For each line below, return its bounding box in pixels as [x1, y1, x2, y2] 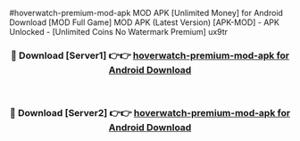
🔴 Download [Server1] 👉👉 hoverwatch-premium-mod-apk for [10, 49, 290, 62]
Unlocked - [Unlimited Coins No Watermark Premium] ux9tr [9, 27, 229, 37]
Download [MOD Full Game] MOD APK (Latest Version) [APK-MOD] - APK [9, 17, 279, 28]
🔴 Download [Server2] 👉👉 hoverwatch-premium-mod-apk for [9, 107, 291, 120]
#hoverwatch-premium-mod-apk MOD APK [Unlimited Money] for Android [9, 8, 284, 18]
